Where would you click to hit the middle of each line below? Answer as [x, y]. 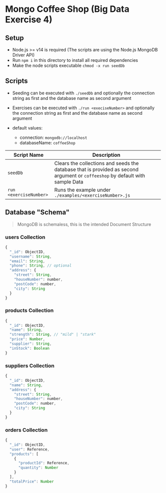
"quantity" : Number [38, 468]
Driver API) [23, 55]
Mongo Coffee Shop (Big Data [67, 9]
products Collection [29, 311]
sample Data [69, 181]
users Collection [25, 237]
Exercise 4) [29, 20]
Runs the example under [83, 190]
